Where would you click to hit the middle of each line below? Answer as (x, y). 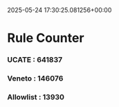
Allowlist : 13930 (36, 97)
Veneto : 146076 (35, 79)
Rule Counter (46, 38)
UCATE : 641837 (35, 60)
